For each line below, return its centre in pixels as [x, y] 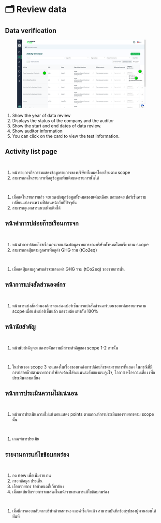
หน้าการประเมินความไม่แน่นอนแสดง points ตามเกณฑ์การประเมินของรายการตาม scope [83, 414]
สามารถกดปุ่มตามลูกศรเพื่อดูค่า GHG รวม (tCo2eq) [55, 250]
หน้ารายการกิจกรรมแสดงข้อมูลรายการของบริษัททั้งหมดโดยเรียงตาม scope [71, 173]
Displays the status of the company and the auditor [63, 121]
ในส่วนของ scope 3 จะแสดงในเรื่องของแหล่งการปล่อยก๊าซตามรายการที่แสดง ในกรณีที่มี [82, 367]
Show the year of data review [41, 116]
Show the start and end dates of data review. [57, 126]
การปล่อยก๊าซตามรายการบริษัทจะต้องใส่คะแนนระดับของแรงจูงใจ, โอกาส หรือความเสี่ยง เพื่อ [84, 372]
